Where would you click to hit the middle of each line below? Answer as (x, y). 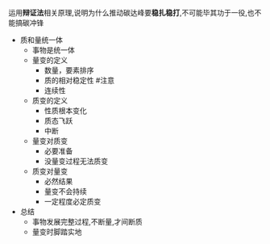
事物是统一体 (53, 50)
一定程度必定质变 (73, 202)
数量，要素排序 (69, 70)
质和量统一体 (41, 40)
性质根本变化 (65, 111)
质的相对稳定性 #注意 (79, 80)
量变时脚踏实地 (57, 232)
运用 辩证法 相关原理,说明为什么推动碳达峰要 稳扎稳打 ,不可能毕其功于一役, (128, 13)
